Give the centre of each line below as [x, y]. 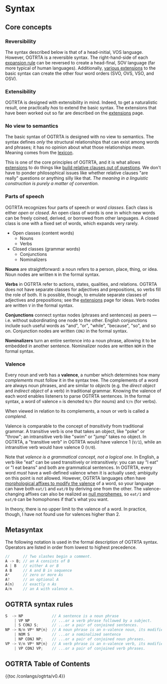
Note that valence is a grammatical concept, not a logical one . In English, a [82, 457]
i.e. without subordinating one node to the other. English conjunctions [76, 320]
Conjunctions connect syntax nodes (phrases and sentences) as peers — [81, 315]
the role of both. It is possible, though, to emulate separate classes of [76, 294]
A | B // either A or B [32, 566]
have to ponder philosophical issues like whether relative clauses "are [77, 173]
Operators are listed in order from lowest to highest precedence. [71, 547]
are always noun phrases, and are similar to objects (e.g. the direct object [80, 386]
